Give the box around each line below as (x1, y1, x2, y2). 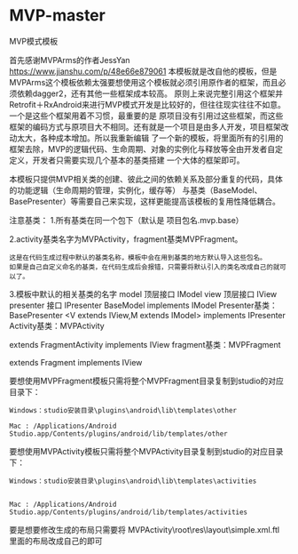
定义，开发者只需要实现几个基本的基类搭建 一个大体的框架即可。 (9, 155, 245, 165)
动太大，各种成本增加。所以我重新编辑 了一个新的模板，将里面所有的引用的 (9, 132, 284, 143)
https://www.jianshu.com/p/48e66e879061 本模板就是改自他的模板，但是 (9, 66, 278, 76)
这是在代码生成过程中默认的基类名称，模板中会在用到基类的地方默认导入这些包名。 (9, 253, 267, 262)
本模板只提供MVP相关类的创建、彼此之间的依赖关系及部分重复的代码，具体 (9, 173, 284, 184)
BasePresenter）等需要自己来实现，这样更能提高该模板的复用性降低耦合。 (9, 196, 281, 206)
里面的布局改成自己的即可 (9, 535, 103, 546)
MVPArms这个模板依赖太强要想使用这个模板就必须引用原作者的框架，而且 (9, 76, 279, 87)
